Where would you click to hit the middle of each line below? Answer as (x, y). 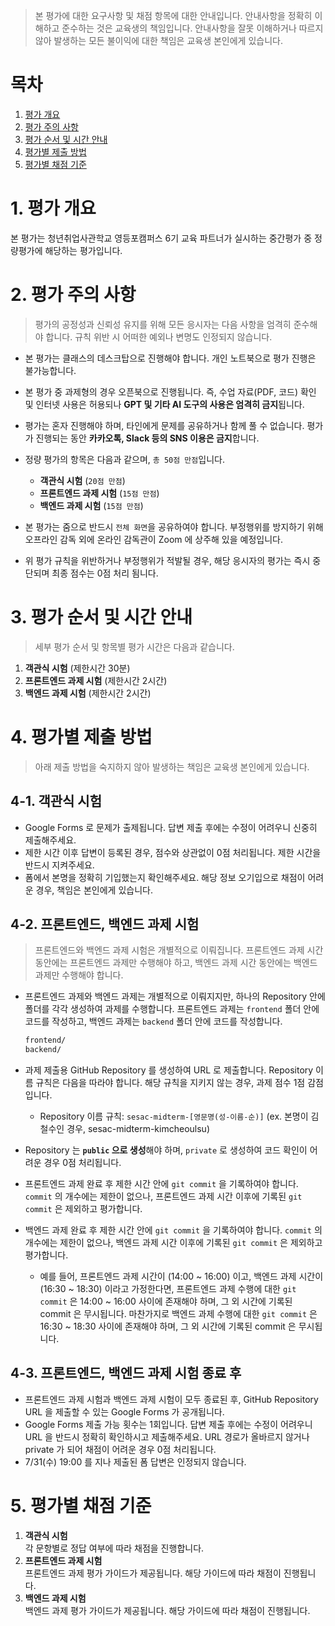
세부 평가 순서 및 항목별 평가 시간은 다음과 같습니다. (134, 646)
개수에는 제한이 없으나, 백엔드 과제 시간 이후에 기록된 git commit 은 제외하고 (173, 1243)
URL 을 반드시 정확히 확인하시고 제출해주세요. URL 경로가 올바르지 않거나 (167, 1436)
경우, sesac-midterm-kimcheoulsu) (138, 1129)
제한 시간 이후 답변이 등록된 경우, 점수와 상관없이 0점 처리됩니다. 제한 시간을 (173, 852)
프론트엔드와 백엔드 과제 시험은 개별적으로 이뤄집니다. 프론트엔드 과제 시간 (179, 950)
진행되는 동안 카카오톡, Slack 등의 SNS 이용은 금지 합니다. (147, 438)
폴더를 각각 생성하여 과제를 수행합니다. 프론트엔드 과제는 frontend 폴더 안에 (172, 1009)
